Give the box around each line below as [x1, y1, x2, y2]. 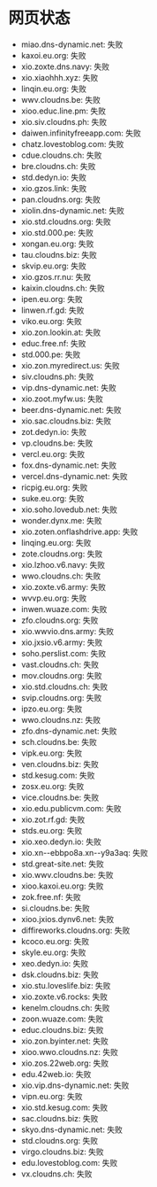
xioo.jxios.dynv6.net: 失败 [20, 913, 115, 924]
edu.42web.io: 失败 [20, 1068, 92, 1079]
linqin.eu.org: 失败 [20, 83, 87, 94]
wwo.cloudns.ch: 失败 [20, 570, 101, 581]
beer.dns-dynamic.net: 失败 [20, 404, 123, 415]
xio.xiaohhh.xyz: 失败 [20, 72, 99, 82]
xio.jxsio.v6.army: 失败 [20, 637, 103, 648]
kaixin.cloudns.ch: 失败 [20, 283, 105, 293]
